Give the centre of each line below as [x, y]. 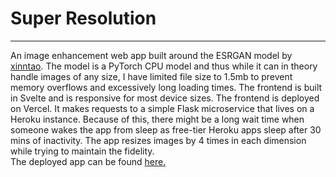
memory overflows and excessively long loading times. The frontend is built [166, 87]
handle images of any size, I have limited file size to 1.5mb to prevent [151, 76]
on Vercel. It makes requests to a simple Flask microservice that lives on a [162, 108]
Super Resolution [83, 18]
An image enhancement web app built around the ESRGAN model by [151, 55]
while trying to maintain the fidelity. [82, 151]
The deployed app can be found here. [88, 161]
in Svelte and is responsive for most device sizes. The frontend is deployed [165, 98]
